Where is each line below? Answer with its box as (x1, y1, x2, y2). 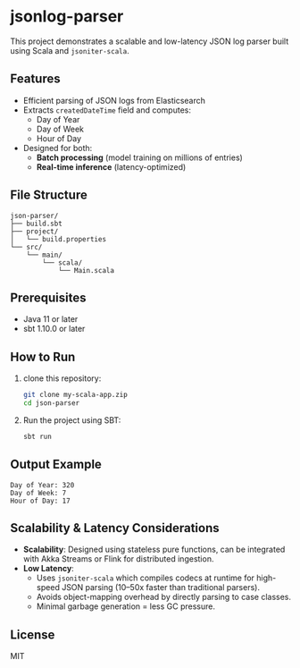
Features (10, 72, 61, 87)
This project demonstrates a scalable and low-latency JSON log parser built (10, 36, 289, 47)
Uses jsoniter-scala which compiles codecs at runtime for (36, 572, 255, 583)
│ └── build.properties (10, 234, 106, 243)
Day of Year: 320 (10, 480, 75, 489)
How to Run (10, 349, 76, 364)
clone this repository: (22, 373, 102, 384)
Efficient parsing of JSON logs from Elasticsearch (22, 95, 206, 106)
